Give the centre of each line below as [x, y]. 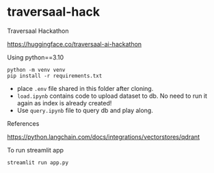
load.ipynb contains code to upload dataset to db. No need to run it [112, 96]
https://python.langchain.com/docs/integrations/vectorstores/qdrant [104, 137]
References [23, 123]
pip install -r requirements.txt [55, 76]
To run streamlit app [35, 150]
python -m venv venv [37, 70]
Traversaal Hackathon [38, 31]
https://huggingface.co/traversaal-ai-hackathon [75, 44]
